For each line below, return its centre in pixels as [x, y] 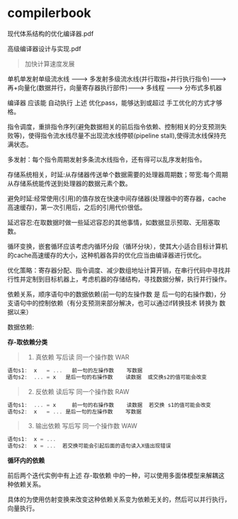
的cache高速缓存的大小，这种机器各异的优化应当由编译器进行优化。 [106, 255]
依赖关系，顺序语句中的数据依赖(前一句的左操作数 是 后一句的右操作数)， [114, 294]
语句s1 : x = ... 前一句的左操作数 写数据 [75, 370]
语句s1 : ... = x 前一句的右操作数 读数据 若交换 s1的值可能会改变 [109, 405]
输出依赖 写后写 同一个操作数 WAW [86, 426]
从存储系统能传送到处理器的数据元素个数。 [69, 183]
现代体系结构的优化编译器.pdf [51, 33]
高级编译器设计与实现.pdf [44, 48]
